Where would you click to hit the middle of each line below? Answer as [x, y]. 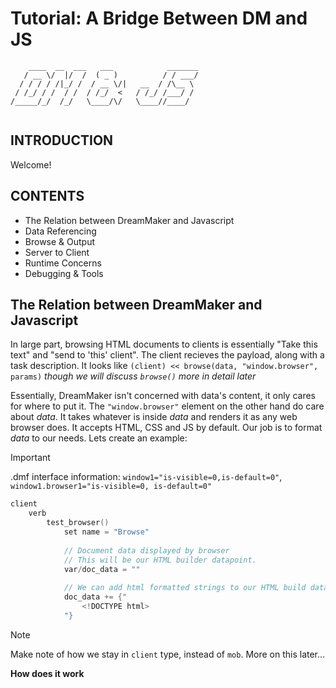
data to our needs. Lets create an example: [99, 438]
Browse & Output [60, 241]
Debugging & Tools [64, 273]
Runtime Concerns [63, 263]
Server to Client [57, 252]
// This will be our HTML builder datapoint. [160, 560]
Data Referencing [60, 231]
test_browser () [78, 523]
